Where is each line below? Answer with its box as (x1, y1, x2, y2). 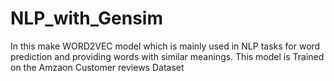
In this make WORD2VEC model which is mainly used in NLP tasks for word (10, 40, 321, 52)
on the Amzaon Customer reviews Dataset (10, 61, 185, 73)
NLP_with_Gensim (10, 7, 163, 30)
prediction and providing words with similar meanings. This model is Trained (10, 50, 325, 62)
